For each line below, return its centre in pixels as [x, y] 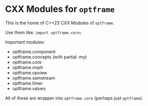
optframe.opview [30, 72]
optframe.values [29, 88]
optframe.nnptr [28, 67]
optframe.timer [27, 83]
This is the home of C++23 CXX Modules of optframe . [60, 23]
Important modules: [25, 42]
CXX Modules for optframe [60, 9]
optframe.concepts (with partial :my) [49, 57]
